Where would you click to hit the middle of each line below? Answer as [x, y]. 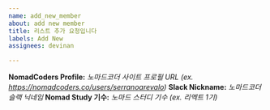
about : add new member [47, 23]
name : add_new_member [45, 16]
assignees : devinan [41, 46]
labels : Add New [36, 38]
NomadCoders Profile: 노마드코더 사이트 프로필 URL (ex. [101, 77]
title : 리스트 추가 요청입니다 [53, 31]
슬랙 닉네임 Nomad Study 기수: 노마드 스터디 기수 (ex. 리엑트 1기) [113, 97]
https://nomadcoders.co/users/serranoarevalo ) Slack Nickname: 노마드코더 [135, 87]
